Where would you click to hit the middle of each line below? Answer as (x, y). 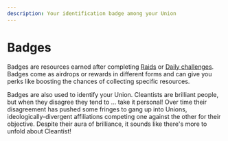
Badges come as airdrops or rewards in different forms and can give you (110, 74)
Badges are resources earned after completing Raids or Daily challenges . (111, 67)
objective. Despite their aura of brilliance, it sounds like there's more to (107, 124)
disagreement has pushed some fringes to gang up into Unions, (97, 109)
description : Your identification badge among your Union (92, 13)
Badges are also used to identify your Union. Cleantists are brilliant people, (113, 94)
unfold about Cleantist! (39, 131)
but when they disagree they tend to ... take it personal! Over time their (107, 102)
